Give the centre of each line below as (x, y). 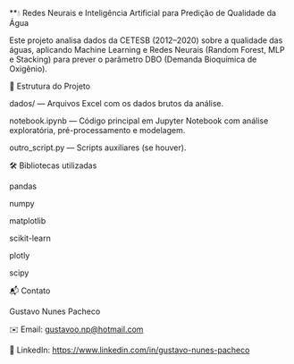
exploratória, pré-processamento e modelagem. (97, 130)
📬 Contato (30, 291)
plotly (20, 255)
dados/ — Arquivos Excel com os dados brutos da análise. (117, 103)
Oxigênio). (28, 69)
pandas (23, 186)
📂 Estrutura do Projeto (50, 86)
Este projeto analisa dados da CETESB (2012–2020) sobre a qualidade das (146, 40)
